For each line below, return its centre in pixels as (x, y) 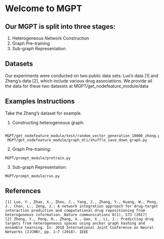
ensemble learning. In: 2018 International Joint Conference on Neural (79, 228)
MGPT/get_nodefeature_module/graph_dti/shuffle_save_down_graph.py (77, 140)
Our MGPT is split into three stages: (60, 27)
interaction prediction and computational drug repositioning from (75, 211)
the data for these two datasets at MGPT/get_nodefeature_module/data (77, 86)
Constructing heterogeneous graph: (48, 122)
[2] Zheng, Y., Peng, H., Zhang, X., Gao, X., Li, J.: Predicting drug (79, 219)
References (23, 191)
